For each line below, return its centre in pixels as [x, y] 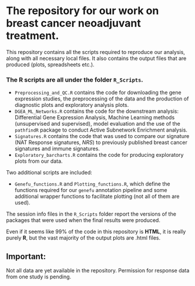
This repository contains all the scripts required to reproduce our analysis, [95, 52]
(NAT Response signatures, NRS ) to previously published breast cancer [101, 143]
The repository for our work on [83, 11]
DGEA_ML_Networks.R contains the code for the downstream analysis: [97, 111]
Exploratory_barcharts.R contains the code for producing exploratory [99, 155]
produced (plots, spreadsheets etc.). [51, 64]
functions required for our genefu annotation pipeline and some [91, 190]
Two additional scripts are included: [49, 173]
